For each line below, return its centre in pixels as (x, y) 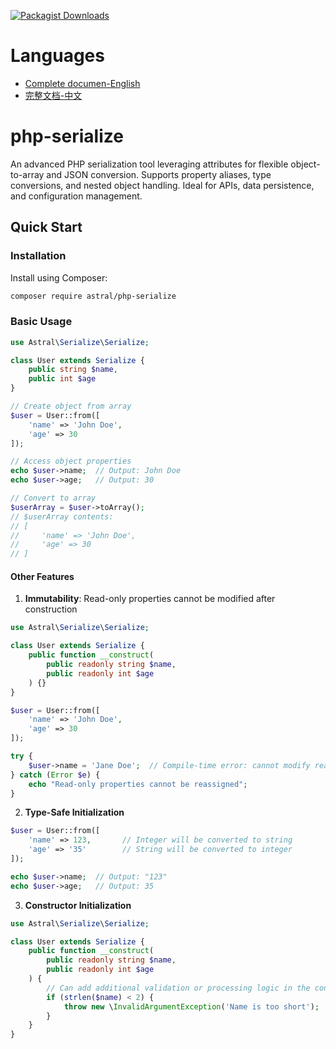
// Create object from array (71, 406)
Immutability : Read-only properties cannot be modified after (150, 599)
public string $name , (73, 370)
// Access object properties (71, 461)
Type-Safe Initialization (74, 812)
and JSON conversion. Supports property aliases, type (159, 174)
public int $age (62, 379)
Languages (57, 56)
